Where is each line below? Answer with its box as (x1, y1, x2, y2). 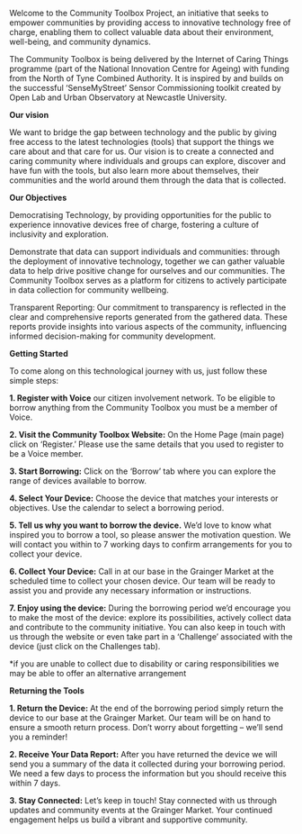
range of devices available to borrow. (9, 476, 147, 485)
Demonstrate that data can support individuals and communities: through (9, 247, 280, 257)
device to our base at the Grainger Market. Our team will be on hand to (9, 712, 271, 723)
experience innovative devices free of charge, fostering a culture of (9, 220, 260, 230)
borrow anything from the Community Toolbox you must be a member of (9, 403, 279, 412)
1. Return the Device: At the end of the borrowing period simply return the (9, 703, 284, 713)
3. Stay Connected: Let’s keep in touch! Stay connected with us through (9, 795, 277, 805)
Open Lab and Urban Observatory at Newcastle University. (9, 92, 227, 103)
